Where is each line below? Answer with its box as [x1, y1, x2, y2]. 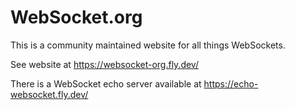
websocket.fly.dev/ [10, 88, 89, 100]
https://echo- [203, 77, 259, 90]
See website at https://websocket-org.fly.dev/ [10, 58, 199, 70]
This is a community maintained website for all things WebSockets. [10, 39, 286, 51]
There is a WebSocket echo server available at [10, 77, 202, 90]
